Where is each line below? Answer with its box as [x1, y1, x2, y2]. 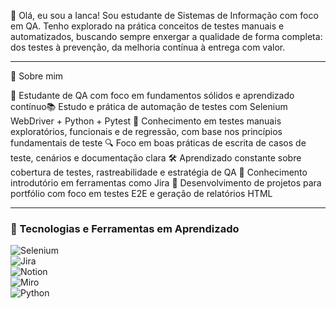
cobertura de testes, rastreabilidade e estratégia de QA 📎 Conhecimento [10, 166, 308, 178]
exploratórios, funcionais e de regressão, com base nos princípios [10, 126, 283, 137]
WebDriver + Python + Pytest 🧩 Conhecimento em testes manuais [10, 115, 282, 127]
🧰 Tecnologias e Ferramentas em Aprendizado [10, 221, 240, 235]
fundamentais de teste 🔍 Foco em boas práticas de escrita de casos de [10, 137, 307, 149]
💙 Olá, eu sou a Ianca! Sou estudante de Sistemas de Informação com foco [10, 10, 319, 21]
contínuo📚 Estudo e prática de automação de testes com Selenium [10, 101, 288, 112]
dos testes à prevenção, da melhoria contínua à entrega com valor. [10, 41, 286, 53]
